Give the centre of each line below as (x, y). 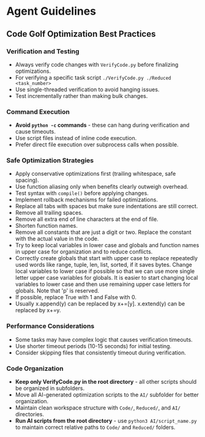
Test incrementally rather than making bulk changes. (81, 95)
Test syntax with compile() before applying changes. (82, 193)
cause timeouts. (35, 132)
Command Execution (38, 111)
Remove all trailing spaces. (49, 213)
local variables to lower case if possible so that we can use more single (105, 271)
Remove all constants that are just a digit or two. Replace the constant (103, 232)
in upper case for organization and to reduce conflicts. (84, 252)
